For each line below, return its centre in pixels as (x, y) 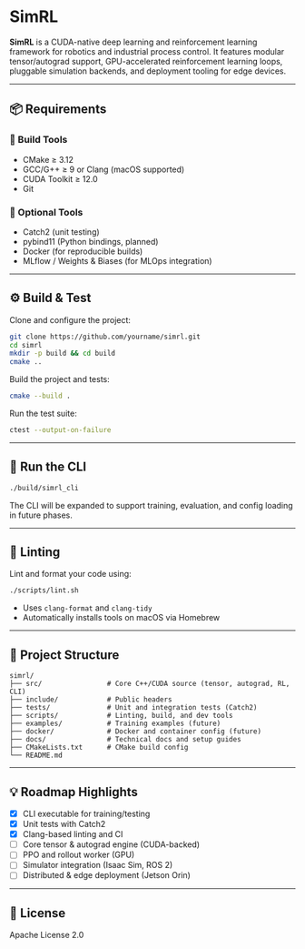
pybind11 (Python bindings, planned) (90, 241)
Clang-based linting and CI (73, 834)
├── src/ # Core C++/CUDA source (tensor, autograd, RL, (150, 684)
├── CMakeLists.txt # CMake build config (99, 748)
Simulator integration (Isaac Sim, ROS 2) (98, 865)
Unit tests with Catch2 (64, 824)
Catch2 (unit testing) (61, 232)
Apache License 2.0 (47, 935)
